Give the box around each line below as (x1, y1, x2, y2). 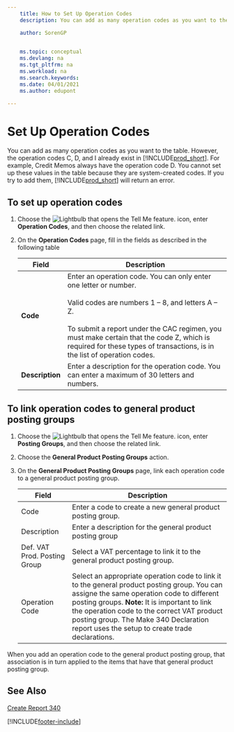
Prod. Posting (20, 551, 65, 560)
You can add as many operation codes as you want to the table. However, (7, 147, 219, 155)
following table (17, 244, 61, 252)
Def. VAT (20, 542, 50, 552)
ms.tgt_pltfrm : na (19, 61, 73, 68)
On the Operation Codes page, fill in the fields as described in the (17, 236, 207, 244)
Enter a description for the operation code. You (67, 361, 221, 371)
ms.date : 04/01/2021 (19, 81, 79, 88)
